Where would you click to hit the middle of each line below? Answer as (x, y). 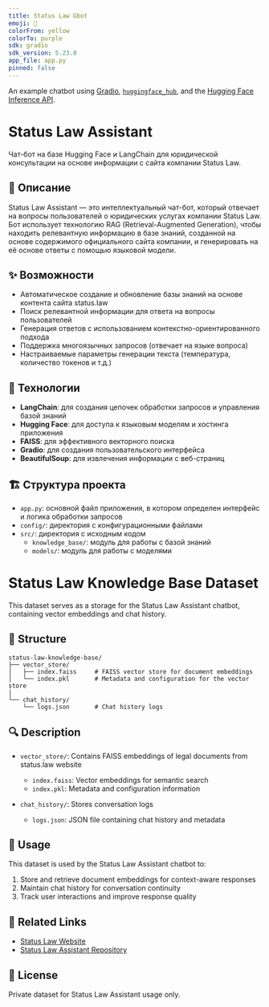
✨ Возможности (51, 275)
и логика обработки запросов (71, 516)
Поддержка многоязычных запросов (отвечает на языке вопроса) (134, 345)
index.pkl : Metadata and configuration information (116, 789)
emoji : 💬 (23, 23)
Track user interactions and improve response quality (108, 897)
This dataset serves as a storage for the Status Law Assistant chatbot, (124, 605)
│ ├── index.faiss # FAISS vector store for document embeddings (130, 671)
